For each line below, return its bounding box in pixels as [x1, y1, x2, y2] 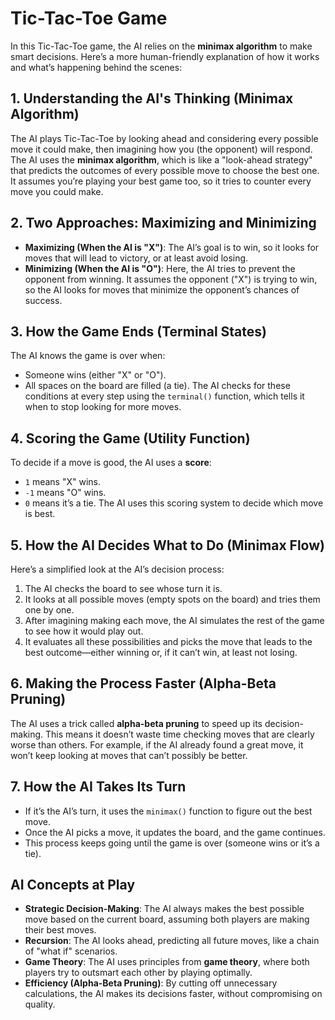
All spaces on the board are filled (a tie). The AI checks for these [24, 380, 291, 392]
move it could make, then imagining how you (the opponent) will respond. [10, 143, 313, 155]
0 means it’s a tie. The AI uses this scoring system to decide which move [24, 497, 324, 509]
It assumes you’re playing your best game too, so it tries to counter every [10, 175, 312, 187]
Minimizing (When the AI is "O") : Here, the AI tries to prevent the [24, 262, 296, 274]
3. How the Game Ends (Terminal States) [10, 323, 267, 340]
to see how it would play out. [24, 625, 144, 637]
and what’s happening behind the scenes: [10, 61, 183, 73]
